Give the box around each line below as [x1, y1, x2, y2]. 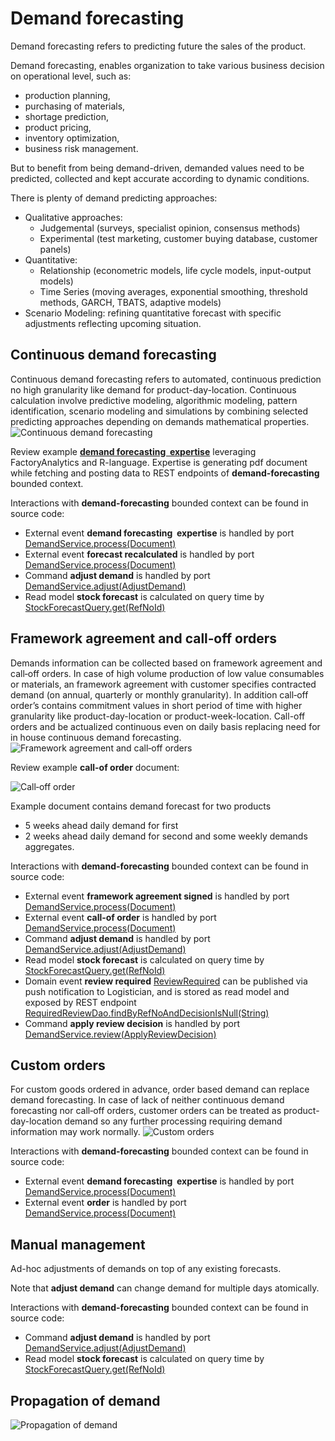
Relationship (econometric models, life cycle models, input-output [39, 264, 312, 276]
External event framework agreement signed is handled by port [24, 890, 290, 902]
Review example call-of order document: [10, 761, 180, 773]
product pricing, [24, 121, 92, 133]
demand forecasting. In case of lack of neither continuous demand [10, 1094, 285, 1106]
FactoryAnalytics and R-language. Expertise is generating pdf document [10, 456, 308, 468]
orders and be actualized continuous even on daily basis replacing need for [10, 720, 321, 732]
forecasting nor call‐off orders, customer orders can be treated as [10, 1105, 282, 1117]
